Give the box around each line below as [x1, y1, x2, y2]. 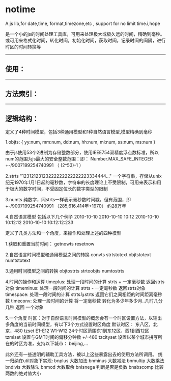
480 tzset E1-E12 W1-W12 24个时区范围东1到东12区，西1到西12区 [14, 328, 150, 334]
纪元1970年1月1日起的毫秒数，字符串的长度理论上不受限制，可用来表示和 [5, 179, 157, 185]
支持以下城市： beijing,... [36, 340, 88, 347]
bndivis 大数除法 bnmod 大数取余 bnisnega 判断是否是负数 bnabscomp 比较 [5, 364, 164, 370]
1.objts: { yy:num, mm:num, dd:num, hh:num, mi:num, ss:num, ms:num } [5, 139, 156, 145]
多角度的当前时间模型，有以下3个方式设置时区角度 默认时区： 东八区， [5, 321, 154, 328]
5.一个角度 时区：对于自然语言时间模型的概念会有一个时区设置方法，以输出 [5, 315, 162, 321]
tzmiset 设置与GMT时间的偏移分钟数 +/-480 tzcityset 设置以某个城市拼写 [5, 334, 158, 340]
